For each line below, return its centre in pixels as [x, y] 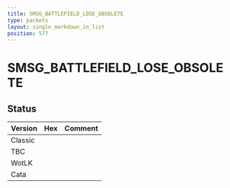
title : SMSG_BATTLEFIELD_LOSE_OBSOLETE [66, 14]
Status [22, 108]
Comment [81, 128]
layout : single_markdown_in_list [56, 27]
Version [24, 128]
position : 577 [28, 33]
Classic [23, 140]
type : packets [28, 20]
